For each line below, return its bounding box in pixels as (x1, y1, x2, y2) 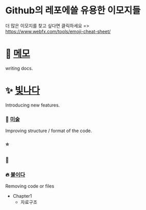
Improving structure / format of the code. (5, 128, 93, 134)
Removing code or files (5, 183, 54, 190)
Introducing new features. (5, 102, 60, 108)
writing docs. (5, 65, 33, 71)
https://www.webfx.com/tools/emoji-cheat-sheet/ (5, 28, 111, 34)
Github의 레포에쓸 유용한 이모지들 (5, 5, 141, 16)
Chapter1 (12, 193, 32, 199)
